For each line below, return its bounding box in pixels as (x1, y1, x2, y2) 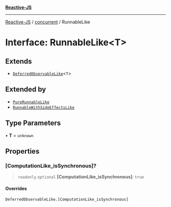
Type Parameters (5, 119, 61, 128)
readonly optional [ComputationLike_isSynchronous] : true (17, 174, 144, 180)
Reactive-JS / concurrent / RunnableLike (5, 19, 91, 25)
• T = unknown (5, 132, 34, 138)
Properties (5, 147, 40, 156)
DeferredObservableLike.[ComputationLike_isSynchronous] (5, 197, 129, 202)
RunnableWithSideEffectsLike (12, 105, 75, 110)
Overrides (5, 185, 27, 191)
